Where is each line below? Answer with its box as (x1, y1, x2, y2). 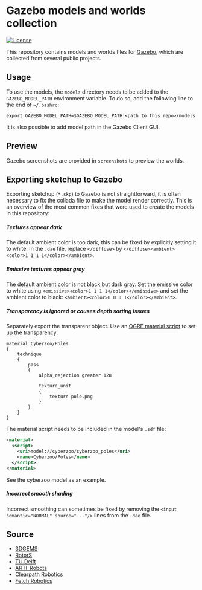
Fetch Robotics (14, 577, 52, 585)
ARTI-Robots (14, 565, 47, 572)
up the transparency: (6, 329, 58, 336)
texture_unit (38, 383, 71, 389)
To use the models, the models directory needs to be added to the (6, 88, 169, 96)
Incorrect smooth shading (6, 490, 74, 498)
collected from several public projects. (6, 54, 102, 62)
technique (17, 351, 42, 357)
